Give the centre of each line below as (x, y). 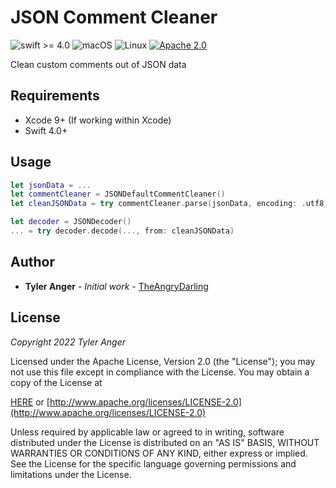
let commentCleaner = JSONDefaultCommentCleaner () (118, 194)
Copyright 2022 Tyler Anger (68, 342)
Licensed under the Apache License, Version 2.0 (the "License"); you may (163, 361)
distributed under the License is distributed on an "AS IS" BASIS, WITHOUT (165, 442)
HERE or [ (30, 402)
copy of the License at (56, 382)
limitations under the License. (71, 474)
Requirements (55, 96)
